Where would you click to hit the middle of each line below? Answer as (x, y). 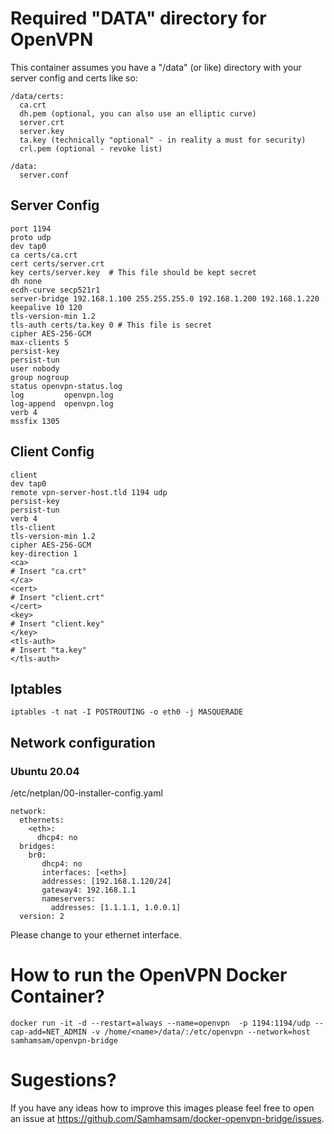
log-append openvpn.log (62, 403)
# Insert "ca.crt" (48, 571)
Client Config (52, 452)
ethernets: (42, 820)
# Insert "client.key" (57, 623)
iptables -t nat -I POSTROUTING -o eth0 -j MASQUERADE (127, 712)
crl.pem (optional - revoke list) (91, 148)
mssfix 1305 (35, 421)
